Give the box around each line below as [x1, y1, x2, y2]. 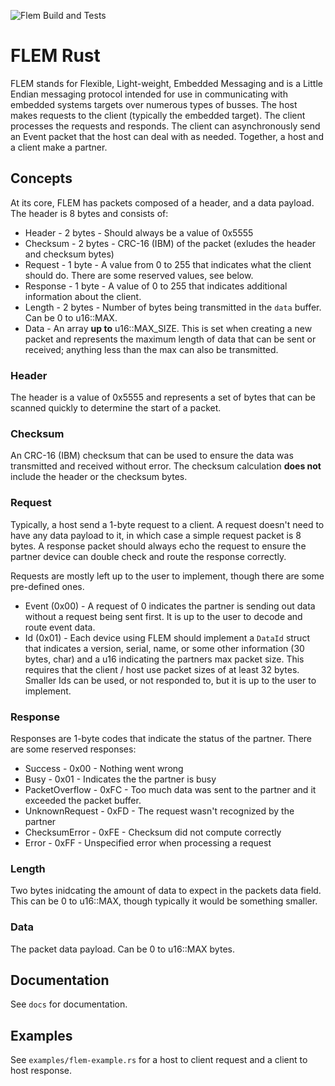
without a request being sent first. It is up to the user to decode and [24, 610, 303, 622]
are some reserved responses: [10, 743, 137, 755]
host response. [10, 1065, 72, 1077]
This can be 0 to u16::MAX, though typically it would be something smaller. [10, 895, 318, 907]
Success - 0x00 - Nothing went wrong [24, 762, 184, 774]
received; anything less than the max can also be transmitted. [24, 343, 279, 355]
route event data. [24, 621, 96, 633]
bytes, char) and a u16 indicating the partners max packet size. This [24, 653, 305, 665]
